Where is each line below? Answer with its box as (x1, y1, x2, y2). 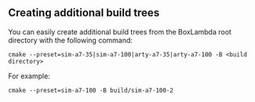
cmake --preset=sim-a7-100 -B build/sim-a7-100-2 (8, 86, 174, 94)
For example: (8, 71, 51, 81)
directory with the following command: (8, 35, 133, 45)
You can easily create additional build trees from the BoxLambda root (8, 27, 231, 36)
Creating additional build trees (8, 6, 160, 20)
